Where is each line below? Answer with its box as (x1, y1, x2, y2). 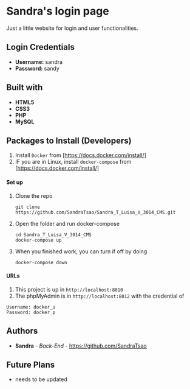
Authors (6, 326, 38, 336)
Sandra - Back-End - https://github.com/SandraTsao (15, 342, 147, 349)
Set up (6, 178, 23, 186)
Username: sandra (15, 58, 63, 65)
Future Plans (6, 359, 55, 370)
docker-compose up (15, 237, 62, 243)
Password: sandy (15, 65, 59, 72)
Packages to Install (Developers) (6, 135, 132, 145)
